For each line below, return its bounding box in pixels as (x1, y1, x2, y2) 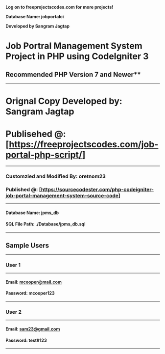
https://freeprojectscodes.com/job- (9, 139, 159, 150)
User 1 (5, 261, 21, 268)
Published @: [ (5, 186, 41, 193)
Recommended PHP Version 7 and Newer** (5, 70, 141, 79)
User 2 (5, 308, 22, 315)
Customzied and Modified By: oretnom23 (5, 173, 106, 180)
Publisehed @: (5, 129, 66, 139)
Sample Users (5, 241, 49, 249)
